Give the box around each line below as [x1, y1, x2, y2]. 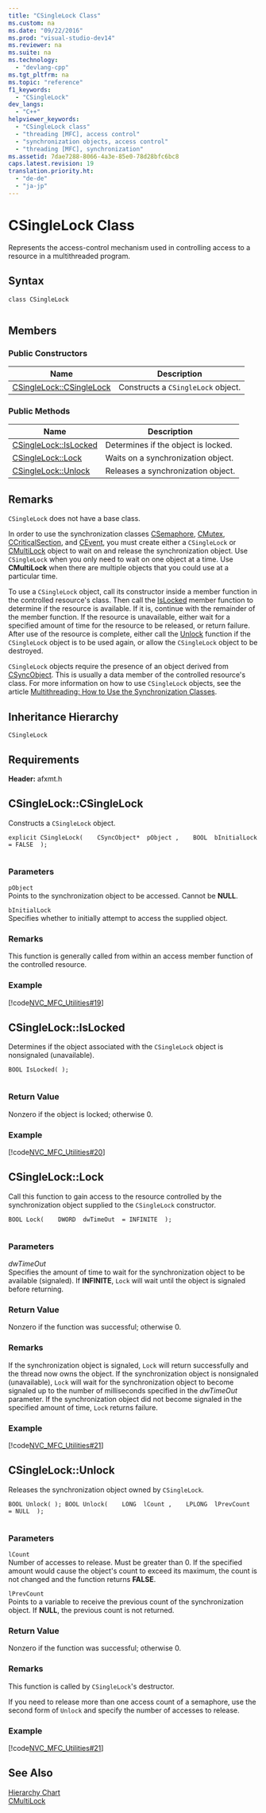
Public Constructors [8, 347, 88, 358]
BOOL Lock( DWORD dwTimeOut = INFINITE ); [8, 1216, 172, 1224]
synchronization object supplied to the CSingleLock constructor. [8, 1200, 217, 1209]
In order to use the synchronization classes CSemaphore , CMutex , [8, 529, 226, 538]
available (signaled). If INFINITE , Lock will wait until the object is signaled [8, 1276, 246, 1286]
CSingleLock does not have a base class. [8, 514, 141, 523]
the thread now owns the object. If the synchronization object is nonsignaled [8, 1369, 259, 1378]
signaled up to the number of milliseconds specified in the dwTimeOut [8, 1385, 238, 1395]
